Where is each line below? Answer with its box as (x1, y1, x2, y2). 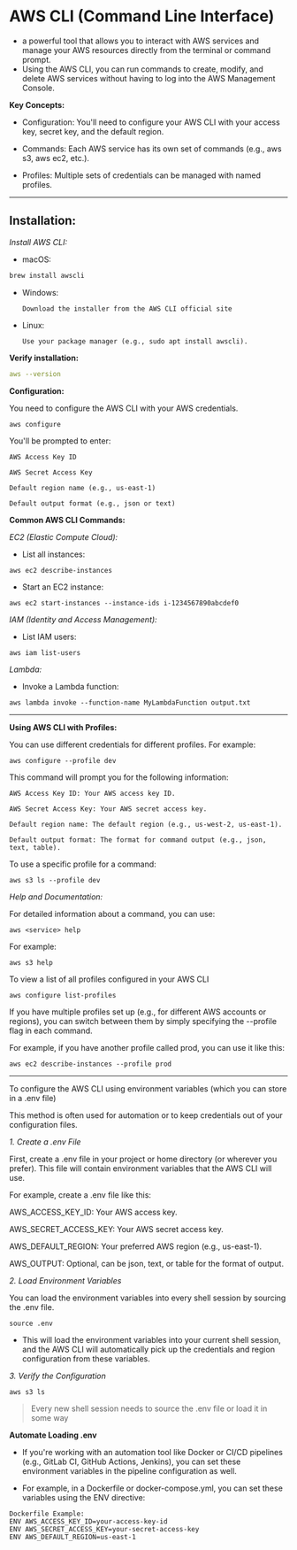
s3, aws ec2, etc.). (21, 152, 90, 163)
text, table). (9, 843, 62, 852)
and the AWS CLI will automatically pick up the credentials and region (21, 1344, 276, 1354)
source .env (9, 1319, 53, 1328)
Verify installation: (9, 352, 80, 363)
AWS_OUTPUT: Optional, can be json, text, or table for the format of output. (9, 1258, 285, 1269)
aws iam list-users (9, 648, 81, 657)
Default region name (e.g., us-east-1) (9, 483, 156, 492)
